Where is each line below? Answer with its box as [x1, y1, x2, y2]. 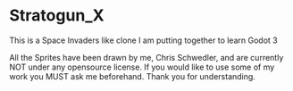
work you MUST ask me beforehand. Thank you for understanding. [9, 70, 256, 81]
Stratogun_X [9, 5, 105, 26]
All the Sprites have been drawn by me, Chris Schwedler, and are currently [9, 52, 284, 62]
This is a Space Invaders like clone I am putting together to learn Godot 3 [9, 35, 279, 45]
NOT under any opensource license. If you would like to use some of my [9, 62, 275, 72]
